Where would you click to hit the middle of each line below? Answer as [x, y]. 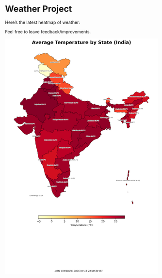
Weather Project [39, 9]
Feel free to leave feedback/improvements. [48, 31]
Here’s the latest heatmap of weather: [42, 22]
